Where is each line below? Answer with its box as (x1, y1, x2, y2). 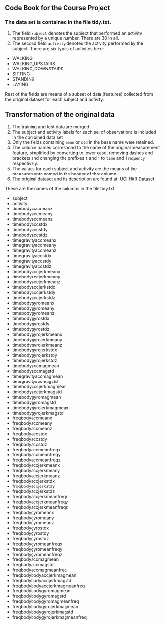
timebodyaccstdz (12, 232, 48, 238)
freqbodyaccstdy (12, 436, 48, 442)
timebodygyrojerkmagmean (12, 404, 69, 411)
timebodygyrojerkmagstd (12, 410, 64, 416)
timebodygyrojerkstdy (12, 352, 58, 358)
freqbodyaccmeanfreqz (12, 457, 61, 463)
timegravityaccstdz (12, 263, 52, 269)
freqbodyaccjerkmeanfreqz (12, 504, 68, 510)
